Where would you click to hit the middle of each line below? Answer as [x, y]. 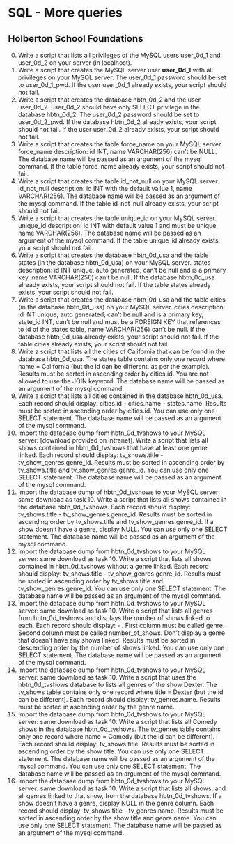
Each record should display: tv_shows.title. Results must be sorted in [116, 744]
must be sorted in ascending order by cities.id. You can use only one [116, 411]
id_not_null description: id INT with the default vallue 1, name [105, 189]
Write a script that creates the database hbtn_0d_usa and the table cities [122, 300]
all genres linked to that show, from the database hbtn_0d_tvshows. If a [120, 796]
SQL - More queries [65, 13]
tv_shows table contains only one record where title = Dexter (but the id [120, 692]
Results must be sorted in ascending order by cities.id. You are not [113, 374]
